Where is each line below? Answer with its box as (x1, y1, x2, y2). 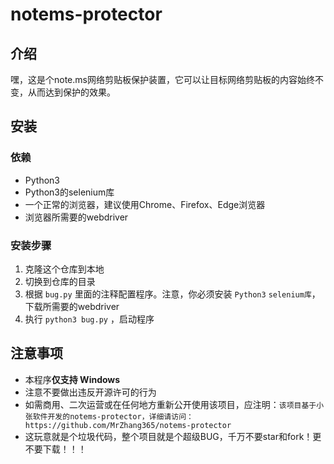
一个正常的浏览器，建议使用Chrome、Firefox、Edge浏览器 (24, 198, 266, 210)
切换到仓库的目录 (24, 275, 96, 287)
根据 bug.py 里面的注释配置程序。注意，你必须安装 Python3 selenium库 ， (24, 288, 321, 300)
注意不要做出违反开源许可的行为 (24, 386, 157, 398)
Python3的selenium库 (24, 186, 115, 198)
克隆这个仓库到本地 (24, 263, 105, 275)
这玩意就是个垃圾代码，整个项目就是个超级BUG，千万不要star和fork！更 (24, 430, 322, 442)
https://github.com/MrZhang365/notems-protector (24, 420, 232, 430)
